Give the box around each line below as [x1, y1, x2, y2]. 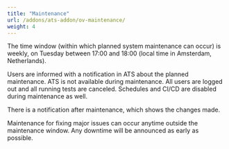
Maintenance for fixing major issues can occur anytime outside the [7, 119, 198, 128]
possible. [7, 134, 33, 142]
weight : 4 [7, 23, 36, 30]
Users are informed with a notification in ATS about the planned [7, 70, 189, 78]
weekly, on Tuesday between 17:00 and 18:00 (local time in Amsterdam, [7, 49, 212, 58]
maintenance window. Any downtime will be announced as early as [7, 126, 199, 135]
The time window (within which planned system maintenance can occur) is [7, 42, 221, 51]
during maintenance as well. [7, 92, 88, 100]
